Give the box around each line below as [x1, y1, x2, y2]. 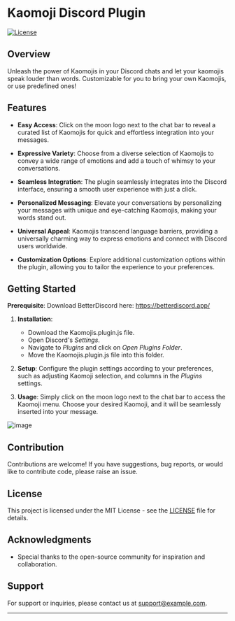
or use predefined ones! [7, 82, 77, 90]
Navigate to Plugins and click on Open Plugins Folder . [27, 343, 183, 352]
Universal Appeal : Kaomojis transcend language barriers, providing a [17, 227, 218, 235]
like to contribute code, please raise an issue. [7, 467, 138, 476]
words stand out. [17, 213, 66, 222]
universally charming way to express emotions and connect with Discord [17, 234, 227, 243]
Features [7, 102, 47, 114]
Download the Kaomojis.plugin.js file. [27, 329, 135, 337]
